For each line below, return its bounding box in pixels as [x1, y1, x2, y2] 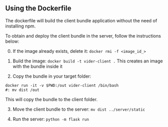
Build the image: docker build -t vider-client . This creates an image [12, 58, 163, 64]
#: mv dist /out [5, 87, 39, 92]
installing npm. [5, 23, 36, 29]
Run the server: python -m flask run [12, 116, 90, 122]
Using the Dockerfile [5, 4, 72, 13]
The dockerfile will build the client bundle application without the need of [5, 17, 157, 23]
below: [5, 38, 19, 44]
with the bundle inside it [12, 63, 63, 69]
